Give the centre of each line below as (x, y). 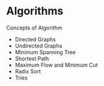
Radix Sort (28, 71)
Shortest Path (32, 58)
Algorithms (35, 11)
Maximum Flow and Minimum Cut (56, 65)
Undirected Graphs (38, 46)
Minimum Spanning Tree (45, 52)
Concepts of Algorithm (34, 28)
